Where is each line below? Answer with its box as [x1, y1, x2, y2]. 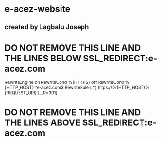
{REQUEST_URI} [4, 89, 37, 96]
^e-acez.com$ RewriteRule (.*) [35, 84, 97, 90]
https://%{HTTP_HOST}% [98, 84, 150, 90]
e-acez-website [4, 3, 71, 15]
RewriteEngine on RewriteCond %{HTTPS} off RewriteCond [4, 79, 124, 85]
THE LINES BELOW [4, 53, 81, 64]
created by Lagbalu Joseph [4, 23, 89, 31]
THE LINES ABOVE [4, 117, 81, 128]
